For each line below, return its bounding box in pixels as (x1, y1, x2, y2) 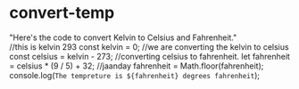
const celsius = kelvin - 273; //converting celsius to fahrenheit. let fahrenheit (9, 51, 290, 61)
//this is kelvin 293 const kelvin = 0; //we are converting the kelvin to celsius (9, 41, 289, 52)
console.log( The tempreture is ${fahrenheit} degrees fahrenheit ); (9, 69, 261, 80)
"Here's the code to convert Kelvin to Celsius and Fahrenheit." (9, 32, 237, 43)
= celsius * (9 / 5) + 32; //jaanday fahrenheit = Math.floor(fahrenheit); (9, 61, 264, 71)
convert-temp (9, 3, 115, 23)
